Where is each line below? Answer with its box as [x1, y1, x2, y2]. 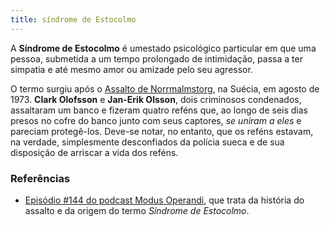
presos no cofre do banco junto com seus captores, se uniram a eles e [10, 114, 302, 126]
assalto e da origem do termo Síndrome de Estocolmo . [24, 204, 250, 216]
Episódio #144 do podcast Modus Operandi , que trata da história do [24, 194, 305, 206]
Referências [10, 171, 71, 185]
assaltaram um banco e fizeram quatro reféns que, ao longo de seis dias [10, 104, 308, 116]
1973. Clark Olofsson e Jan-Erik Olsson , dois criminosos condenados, [10, 93, 302, 105]
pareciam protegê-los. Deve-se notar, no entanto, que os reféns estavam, [10, 125, 314, 137]
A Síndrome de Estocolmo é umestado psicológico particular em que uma [10, 42, 317, 54]
